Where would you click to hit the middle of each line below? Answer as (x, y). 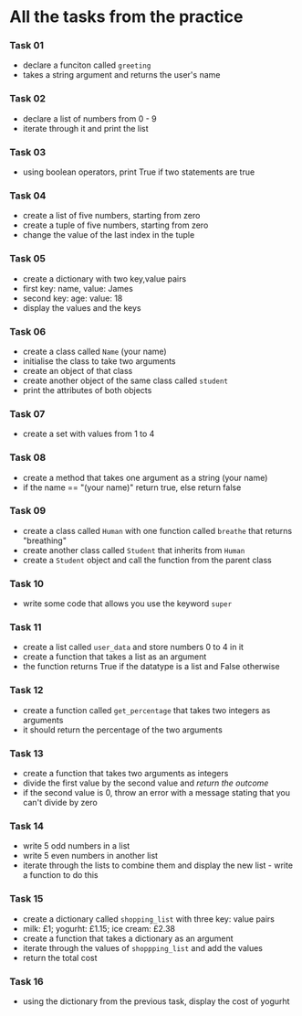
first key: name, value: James (78, 288)
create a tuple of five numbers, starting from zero (115, 225)
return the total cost (60, 957)
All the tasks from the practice (126, 17)
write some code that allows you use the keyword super (127, 604)
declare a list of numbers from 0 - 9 (89, 118)
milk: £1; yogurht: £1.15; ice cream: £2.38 (99, 928)
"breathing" (44, 540)
